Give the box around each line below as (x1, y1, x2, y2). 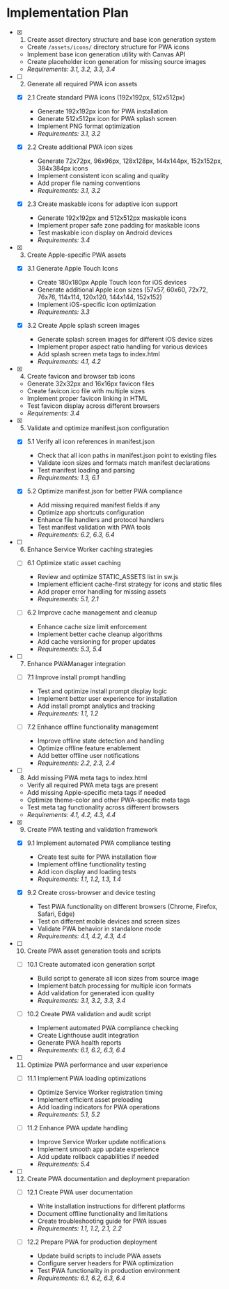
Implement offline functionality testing (37, 860, 147, 868)
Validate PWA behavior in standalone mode (37, 924, 161, 933)
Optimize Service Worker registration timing (37, 1088, 163, 1096)
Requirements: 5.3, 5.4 (37, 644, 102, 653)
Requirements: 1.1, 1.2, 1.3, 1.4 (37, 875, 121, 883)
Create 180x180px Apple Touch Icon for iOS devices (37, 278, 187, 287)
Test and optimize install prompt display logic (37, 687, 168, 695)
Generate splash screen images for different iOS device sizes (37, 335, 214, 344)
